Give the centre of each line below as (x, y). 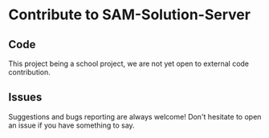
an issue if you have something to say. (71, 125)
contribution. (29, 72)
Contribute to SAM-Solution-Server (130, 15)
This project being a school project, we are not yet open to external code (129, 63)
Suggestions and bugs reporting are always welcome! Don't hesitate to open (135, 116)
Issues (25, 97)
